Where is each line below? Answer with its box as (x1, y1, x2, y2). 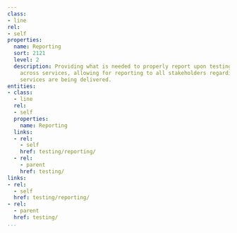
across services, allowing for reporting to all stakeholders (20, 69, 207, 76)
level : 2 (13, 56, 39, 64)
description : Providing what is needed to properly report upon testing (13, 63, 232, 70)
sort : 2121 (13, 50, 46, 57)
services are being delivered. (20, 76, 112, 83)
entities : (7, 83, 37, 90)
